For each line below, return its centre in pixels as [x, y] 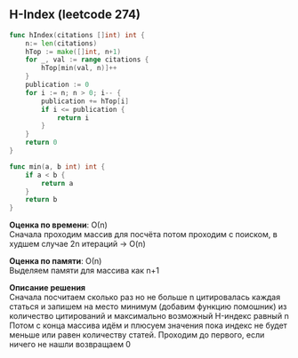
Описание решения [48, 288]
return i [73, 118]
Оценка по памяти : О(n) [56, 261]
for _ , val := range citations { [87, 60]
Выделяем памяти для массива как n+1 [85, 271]
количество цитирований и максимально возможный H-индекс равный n [149, 316]
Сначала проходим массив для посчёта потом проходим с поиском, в [143, 235]
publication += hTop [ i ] [85, 101]
